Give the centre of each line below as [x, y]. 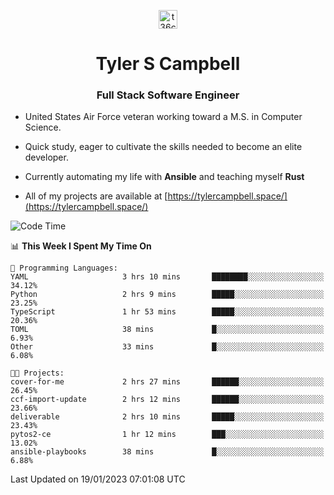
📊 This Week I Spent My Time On [81, 246]
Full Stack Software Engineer [168, 95]
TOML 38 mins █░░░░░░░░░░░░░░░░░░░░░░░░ [167, 330]
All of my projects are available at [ [96, 196]
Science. [43, 127]
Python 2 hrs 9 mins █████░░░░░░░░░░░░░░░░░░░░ [167, 295]
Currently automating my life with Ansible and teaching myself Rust [164, 177]
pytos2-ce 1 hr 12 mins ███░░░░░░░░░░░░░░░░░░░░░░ [167, 435]
